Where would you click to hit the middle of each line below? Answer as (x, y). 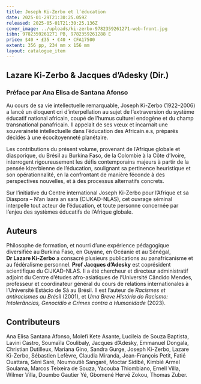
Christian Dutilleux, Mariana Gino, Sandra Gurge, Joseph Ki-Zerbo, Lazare (98, 349)
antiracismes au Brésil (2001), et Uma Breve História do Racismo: (87, 297)
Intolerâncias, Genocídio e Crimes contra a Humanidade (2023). (86, 303)
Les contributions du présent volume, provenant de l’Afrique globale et (93, 149)
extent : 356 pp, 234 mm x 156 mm (48, 46)
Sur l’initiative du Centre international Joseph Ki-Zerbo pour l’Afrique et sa (97, 193)
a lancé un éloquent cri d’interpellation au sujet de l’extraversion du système (100, 112)
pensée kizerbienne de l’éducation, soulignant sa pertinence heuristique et (98, 169)
